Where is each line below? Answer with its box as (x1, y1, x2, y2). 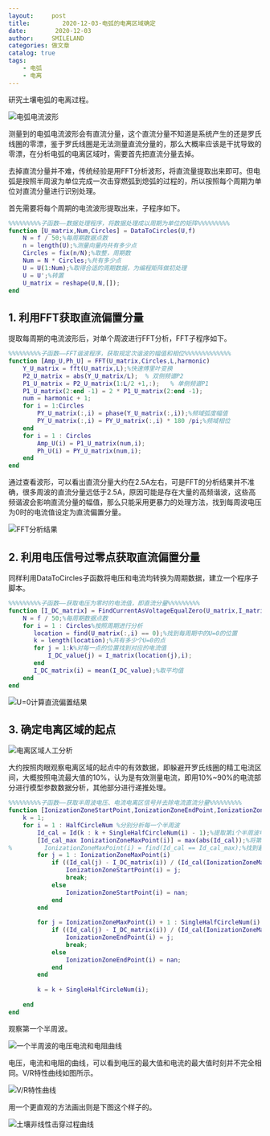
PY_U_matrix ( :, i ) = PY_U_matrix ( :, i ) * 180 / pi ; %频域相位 (37, 417, 231, 425)
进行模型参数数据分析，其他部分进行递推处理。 (14, 783, 170, 793)
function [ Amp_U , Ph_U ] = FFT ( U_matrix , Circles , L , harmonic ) (8, 357, 211, 366)
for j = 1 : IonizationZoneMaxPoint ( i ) (37, 851, 171, 859)
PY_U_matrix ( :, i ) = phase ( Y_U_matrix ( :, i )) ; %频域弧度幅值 (37, 409, 228, 418)
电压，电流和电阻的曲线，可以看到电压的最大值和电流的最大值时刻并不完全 (8, 1058, 255, 1068)
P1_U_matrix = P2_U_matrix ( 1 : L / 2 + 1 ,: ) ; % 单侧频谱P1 (22, 379, 209, 388)
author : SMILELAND (8, 34, 84, 43)
